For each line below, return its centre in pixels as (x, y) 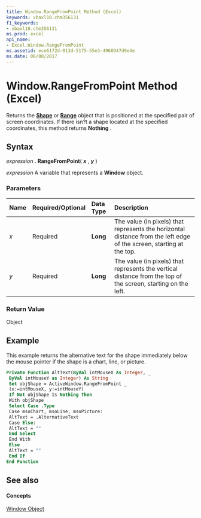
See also (22, 481)
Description (131, 207)
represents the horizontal (150, 229)
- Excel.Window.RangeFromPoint (45, 46)
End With (20, 440)
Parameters (23, 188)
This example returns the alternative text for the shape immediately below (97, 355)
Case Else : (22, 423)
